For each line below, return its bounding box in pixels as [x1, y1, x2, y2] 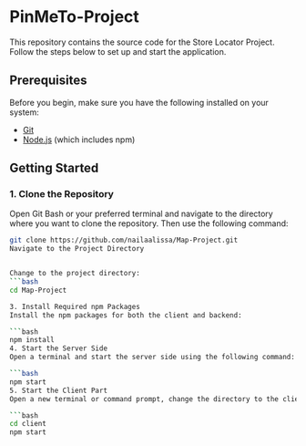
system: [9, 107, 39, 118]
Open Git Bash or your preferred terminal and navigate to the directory [9, 208, 273, 220]
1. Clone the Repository [9, 188, 114, 201]
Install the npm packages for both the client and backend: [9, 310, 243, 320]
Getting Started [9, 161, 99, 176]
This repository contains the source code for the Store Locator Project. [9, 36, 275, 47]
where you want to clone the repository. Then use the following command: [9, 218, 289, 229]
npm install [9, 336, 55, 345]
